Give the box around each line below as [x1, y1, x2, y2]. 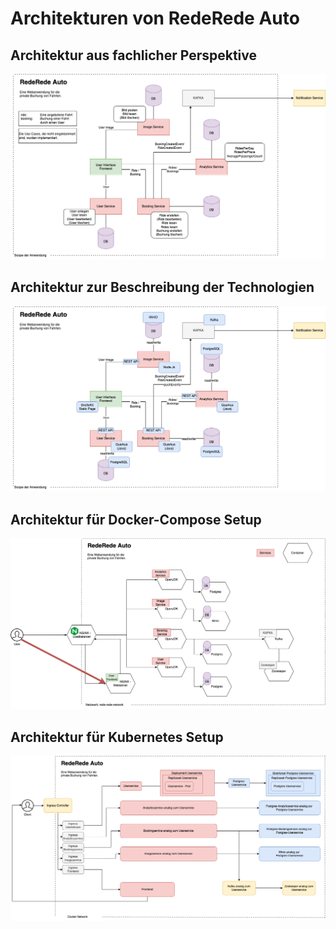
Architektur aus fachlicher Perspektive [10, 47, 258, 64]
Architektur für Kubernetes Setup [10, 728, 224, 746]
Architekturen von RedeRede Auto [10, 7, 300, 30]
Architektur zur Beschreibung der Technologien [10, 279, 315, 296]
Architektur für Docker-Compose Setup [10, 511, 262, 528]
